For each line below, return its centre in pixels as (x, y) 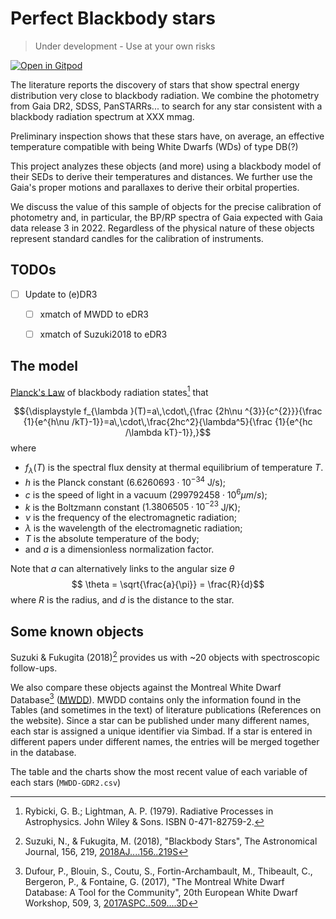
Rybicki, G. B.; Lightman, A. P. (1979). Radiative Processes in (149, 811)
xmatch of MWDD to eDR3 (94, 314)
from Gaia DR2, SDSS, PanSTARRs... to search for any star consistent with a (166, 106)
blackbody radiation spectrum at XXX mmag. (102, 116)
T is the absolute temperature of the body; (112, 539)
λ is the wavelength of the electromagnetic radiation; (133, 528)
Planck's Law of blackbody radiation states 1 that (109, 391)
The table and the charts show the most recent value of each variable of (159, 772)
